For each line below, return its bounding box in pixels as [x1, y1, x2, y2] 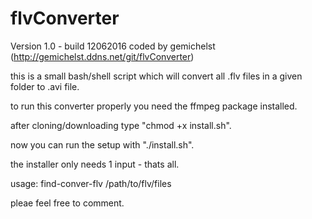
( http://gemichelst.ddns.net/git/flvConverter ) [10, 50, 195, 62]
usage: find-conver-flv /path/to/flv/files [10, 177, 172, 189]
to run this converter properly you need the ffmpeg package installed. [10, 100, 298, 112]
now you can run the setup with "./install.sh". [10, 138, 195, 151]
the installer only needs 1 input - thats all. [10, 158, 180, 170]
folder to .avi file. [10, 80, 80, 92]
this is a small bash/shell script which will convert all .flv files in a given [10, 70, 303, 82]
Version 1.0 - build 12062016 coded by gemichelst [10, 40, 216, 52]
